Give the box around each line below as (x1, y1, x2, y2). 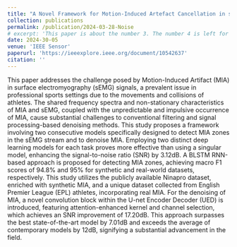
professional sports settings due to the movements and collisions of (7, 90, 205, 99)
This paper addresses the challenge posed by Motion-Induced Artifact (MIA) (7, 76, 230, 84)
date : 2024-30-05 (7, 37, 59, 44)
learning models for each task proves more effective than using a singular (7, 143, 221, 152)
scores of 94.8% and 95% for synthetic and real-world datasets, (7, 165, 195, 174)
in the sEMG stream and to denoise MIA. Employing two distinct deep (7, 135, 209, 144)
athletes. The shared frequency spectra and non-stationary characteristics (7, 98, 224, 107)
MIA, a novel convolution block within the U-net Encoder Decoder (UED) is (7, 195, 224, 204)
